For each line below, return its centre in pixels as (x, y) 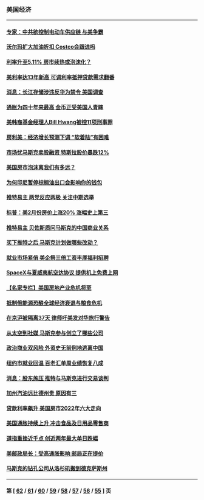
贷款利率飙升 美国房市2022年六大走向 (54, 408)
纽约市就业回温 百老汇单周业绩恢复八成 (55, 363)
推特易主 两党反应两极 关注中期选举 (50, 197)
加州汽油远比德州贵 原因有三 (42, 393)
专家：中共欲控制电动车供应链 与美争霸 (55, 32)
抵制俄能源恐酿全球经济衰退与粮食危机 (54, 303)
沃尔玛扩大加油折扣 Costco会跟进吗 (51, 47)
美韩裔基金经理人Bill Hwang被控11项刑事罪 (60, 122)
